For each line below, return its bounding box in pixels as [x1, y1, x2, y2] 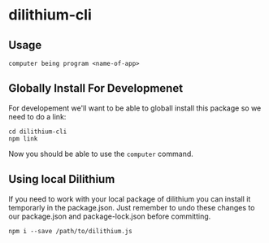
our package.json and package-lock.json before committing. [8, 211, 211, 221]
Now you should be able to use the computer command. [8, 149, 193, 158]
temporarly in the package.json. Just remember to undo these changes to [8, 202, 255, 212]
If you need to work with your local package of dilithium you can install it [8, 193, 251, 204]
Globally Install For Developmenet [8, 81, 184, 95]
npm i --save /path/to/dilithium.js [8, 227, 132, 235]
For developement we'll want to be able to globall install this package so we [8, 103, 262, 113]
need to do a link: [8, 111, 67, 121]
